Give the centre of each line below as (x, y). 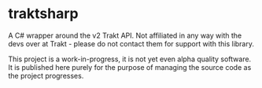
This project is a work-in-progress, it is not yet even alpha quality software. (130, 59)
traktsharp (43, 14)
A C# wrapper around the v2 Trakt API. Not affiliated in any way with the (125, 35)
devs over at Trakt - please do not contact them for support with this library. (131, 43)
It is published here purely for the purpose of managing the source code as (130, 67)
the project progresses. (46, 75)
